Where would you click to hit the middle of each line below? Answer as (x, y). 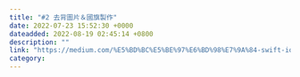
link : (19, 50)
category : (28, 58)
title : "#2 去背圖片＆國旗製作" (63, 17)
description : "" (39, 42)
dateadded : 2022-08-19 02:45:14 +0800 (81, 34)
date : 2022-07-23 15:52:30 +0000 (71, 26)
